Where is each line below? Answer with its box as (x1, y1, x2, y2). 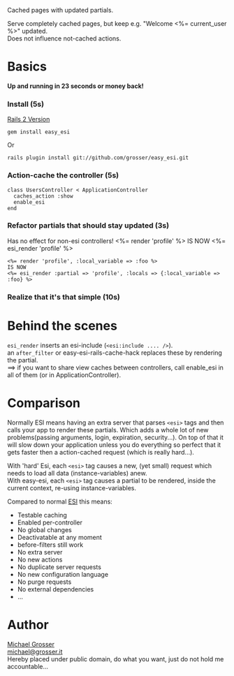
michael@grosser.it (7, 647, 63, 656)
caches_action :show (13, 192, 73, 200)
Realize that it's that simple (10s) (7, 292, 120, 302)
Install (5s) (7, 99, 44, 109)
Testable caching (17, 510, 68, 519)
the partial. (7, 355, 38, 364)
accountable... (7, 662, 49, 670)
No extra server (17, 548, 63, 556)
